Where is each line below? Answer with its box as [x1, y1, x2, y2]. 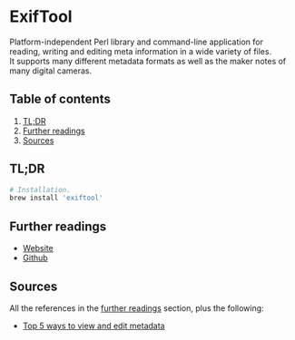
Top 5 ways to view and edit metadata [22, 320, 165, 331]
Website [22, 243, 54, 254]
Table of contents [9, 92, 111, 107]
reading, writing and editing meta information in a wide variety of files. [9, 45, 272, 56]
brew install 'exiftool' [9, 193, 103, 203]
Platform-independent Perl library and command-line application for [9, 36, 263, 47]
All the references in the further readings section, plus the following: [9, 302, 265, 314]
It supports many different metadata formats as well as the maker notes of [9, 55, 287, 66]
